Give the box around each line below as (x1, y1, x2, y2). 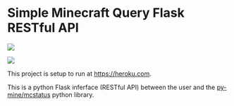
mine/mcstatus (7, 90, 51, 99)
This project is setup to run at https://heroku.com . (7, 69, 152, 78)
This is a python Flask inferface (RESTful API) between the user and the (7, 83, 216, 91)
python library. (51, 90, 94, 99)
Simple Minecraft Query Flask (7, 5, 185, 21)
